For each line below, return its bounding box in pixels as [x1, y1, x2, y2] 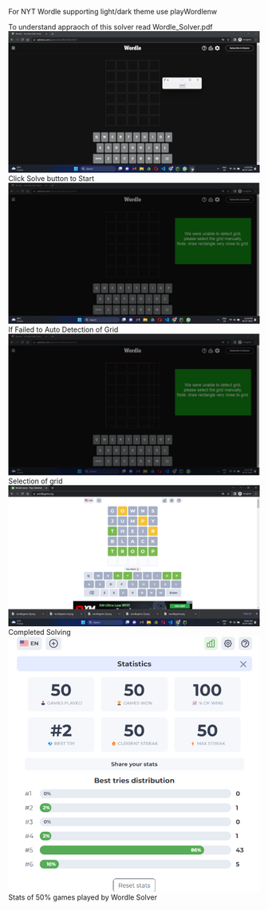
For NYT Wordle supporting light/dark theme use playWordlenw [8, 7, 218, 16]
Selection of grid [8, 476, 63, 486]
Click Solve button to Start [8, 173, 94, 183]
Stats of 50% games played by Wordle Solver [8, 892, 158, 902]
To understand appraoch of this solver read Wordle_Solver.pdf [8, 22, 213, 31]
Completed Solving [8, 628, 72, 636]
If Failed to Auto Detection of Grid [8, 325, 119, 334]
